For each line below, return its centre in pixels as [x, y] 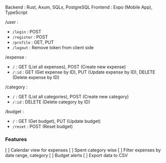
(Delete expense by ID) [36, 77]
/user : [12, 22]
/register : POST [30, 37]
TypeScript [16, 12]
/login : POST [27, 32]
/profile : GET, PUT [33, 42]
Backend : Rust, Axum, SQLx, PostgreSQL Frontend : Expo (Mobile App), [79, 7]
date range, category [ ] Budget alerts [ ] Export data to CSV [66, 156]
